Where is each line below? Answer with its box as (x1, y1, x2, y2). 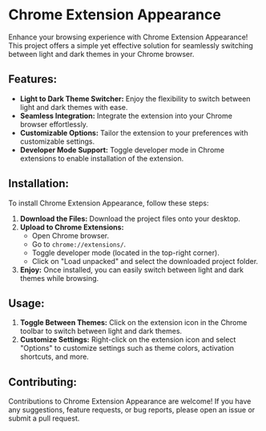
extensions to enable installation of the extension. (19, 153, 184, 163)
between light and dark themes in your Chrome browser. (8, 49, 195, 59)
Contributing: (8, 375, 78, 388)
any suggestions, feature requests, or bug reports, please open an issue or (8, 405, 256, 415)
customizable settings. (19, 136, 95, 146)
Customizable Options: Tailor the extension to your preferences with (19, 128, 248, 137)
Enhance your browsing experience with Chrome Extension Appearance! (8, 32, 248, 42)
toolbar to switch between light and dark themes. (19, 327, 183, 336)
